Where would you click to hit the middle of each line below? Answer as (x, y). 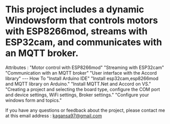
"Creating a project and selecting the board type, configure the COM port (83, 89)
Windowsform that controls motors (82, 20)
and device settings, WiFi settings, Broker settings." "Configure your (77, 95)
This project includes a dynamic (75, 10)
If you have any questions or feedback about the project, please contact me (85, 110)
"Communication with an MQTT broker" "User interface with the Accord (81, 73)
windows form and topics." (34, 100)
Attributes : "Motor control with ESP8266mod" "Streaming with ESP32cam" (85, 67)
